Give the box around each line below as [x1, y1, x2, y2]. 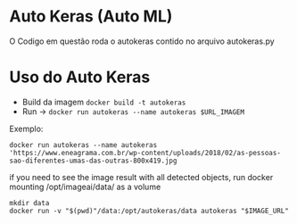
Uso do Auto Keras [9, 67, 151, 87]
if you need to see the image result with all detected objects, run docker [9, 171, 274, 182]
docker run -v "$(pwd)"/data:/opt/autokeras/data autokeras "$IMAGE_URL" [9, 206, 290, 215]
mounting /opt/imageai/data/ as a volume [9, 181, 161, 192]
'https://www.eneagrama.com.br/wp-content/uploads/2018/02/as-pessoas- [9, 148, 281, 157]
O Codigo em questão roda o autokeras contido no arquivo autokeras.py [9, 36, 275, 46]
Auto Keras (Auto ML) [9, 6, 173, 27]
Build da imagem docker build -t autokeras [21, 96, 186, 107]
